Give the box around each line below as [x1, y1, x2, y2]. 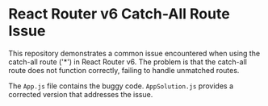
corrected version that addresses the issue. [8, 89, 153, 99]
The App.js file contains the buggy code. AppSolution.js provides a [8, 81, 234, 91]
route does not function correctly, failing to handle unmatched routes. [8, 65, 240, 75]
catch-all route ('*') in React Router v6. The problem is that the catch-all [8, 57, 248, 67]
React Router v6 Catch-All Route [8, 5, 230, 23]
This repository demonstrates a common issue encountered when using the [8, 48, 261, 58]
